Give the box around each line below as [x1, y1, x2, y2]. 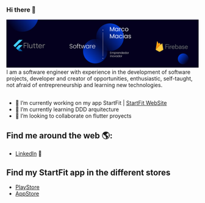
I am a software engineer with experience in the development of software [6, 68, 191, 76]
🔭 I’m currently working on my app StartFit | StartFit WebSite [15, 99, 167, 106]
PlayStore [15, 183, 40, 191]
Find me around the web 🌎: [6, 130, 113, 141]
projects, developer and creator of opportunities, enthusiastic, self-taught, [6, 75, 193, 82]
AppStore [15, 190, 40, 198]
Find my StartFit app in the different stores [6, 167, 171, 177]
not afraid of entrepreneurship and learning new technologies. [6, 82, 163, 89]
